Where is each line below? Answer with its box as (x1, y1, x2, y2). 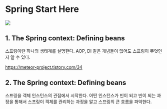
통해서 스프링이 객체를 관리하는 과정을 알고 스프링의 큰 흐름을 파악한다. (14, 99, 152, 105)
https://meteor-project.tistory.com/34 (5, 64, 82, 70)
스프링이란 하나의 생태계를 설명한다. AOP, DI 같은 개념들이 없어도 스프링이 (5, 48, 149, 54)
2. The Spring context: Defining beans (5, 79, 126, 87)
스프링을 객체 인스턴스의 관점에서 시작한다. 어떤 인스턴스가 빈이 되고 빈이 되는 (5, 92, 156, 98)
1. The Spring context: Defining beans (5, 34, 125, 43)
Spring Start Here (5, 3, 79, 15)
